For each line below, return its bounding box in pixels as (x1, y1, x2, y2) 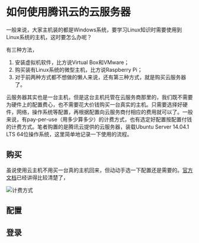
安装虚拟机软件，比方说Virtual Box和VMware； (14, 59, 130, 66)
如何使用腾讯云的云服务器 (6, 5, 131, 19)
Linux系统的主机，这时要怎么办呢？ (6, 33, 92, 40)
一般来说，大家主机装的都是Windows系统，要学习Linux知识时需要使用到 (6, 26, 182, 33)
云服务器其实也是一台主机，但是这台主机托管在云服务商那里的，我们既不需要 (6, 93, 193, 101)
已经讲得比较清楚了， (17, 174, 69, 181)
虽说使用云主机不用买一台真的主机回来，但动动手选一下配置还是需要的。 (6, 167, 182, 174)
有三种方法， (6, 46, 37, 53)
